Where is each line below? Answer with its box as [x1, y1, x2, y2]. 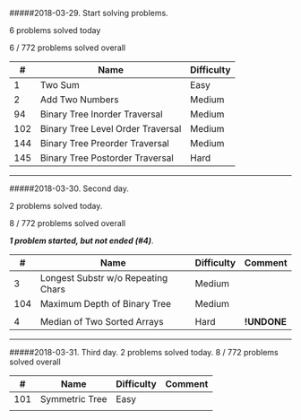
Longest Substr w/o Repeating [39, 272, 168, 284]
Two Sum [39, 79, 80, 91]
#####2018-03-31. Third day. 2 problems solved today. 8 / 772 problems [9, 347, 279, 357]
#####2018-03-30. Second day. [9, 183, 130, 194]
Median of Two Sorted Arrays [39, 316, 164, 328]
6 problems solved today [9, 25, 101, 35]
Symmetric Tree [39, 393, 107, 405]
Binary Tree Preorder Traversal [39, 137, 170, 149]
